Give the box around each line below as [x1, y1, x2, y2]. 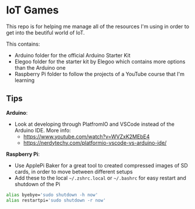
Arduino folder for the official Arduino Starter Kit [14, 52, 131, 59]
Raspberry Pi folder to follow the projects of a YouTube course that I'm [14, 70, 184, 77]
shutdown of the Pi [14, 180, 60, 187]
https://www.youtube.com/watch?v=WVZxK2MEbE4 [23, 133, 150, 140]
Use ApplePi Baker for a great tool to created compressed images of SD [14, 162, 189, 169]
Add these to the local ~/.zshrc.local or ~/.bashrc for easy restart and [14, 174, 186, 181]
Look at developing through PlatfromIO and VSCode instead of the [14, 121, 175, 128]
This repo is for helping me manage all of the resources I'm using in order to [6, 23, 189, 30]
